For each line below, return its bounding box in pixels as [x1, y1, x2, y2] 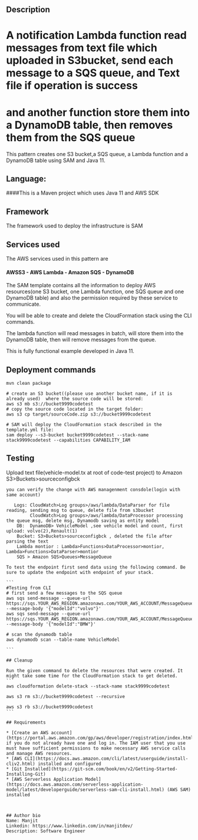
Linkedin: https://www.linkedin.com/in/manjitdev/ [6, 823, 133, 829]
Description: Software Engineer [6, 828, 85, 834]
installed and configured [37, 761, 101, 767]
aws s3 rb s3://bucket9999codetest [6, 703, 94, 710]
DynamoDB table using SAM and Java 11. [6, 157, 105, 164]
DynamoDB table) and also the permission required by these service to [6, 294, 178, 301]
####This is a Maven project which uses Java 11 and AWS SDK [6, 189, 159, 197]
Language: [6, 174, 47, 184]
